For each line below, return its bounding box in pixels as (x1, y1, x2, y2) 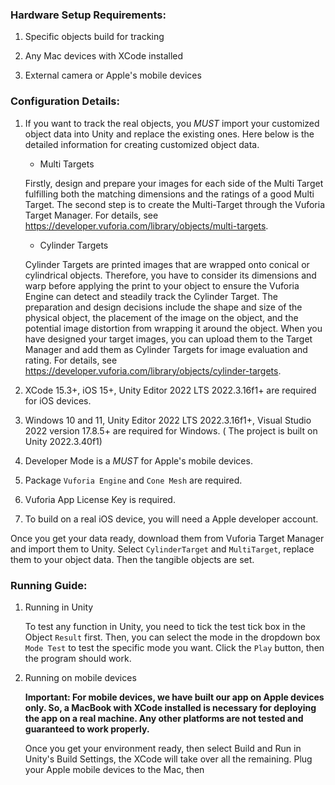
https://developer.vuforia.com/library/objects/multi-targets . (24, 219, 269, 232)
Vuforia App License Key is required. (24, 493, 176, 505)
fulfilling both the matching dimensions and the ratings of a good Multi (24, 188, 315, 200)
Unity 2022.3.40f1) (24, 435, 103, 447)
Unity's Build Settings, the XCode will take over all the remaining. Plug (24, 753, 313, 765)
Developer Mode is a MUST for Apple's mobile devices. (24, 454, 253, 467)
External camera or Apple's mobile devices (24, 69, 202, 82)
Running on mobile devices (24, 671, 137, 683)
